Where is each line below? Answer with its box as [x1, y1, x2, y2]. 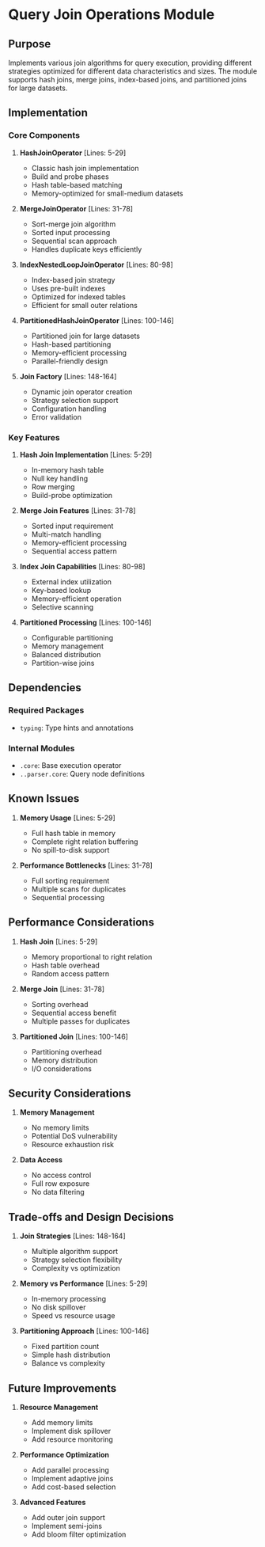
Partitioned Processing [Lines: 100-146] [19, 618, 152, 627]
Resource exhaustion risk [31, 1140, 115, 1150]
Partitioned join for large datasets [31, 331, 141, 340]
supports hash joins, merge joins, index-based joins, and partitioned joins [8, 75, 248, 84]
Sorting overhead [31, 999, 89, 1009]
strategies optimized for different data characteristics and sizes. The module [8, 67, 258, 76]
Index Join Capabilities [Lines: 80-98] [19, 561, 146, 571]
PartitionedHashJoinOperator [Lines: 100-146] [19, 315, 174, 325]
